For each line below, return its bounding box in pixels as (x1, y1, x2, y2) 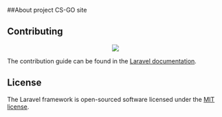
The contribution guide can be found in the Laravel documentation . (7, 56, 197, 65)
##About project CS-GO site (7, 6, 87, 14)
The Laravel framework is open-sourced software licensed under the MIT (7, 95, 215, 103)
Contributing (7, 25, 63, 37)
